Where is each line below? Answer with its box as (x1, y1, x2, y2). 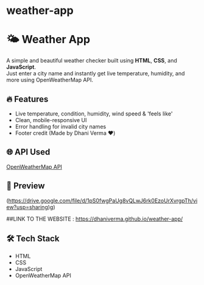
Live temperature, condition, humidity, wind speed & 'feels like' (15, 110, 173, 117)
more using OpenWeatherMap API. (6, 77, 93, 84)
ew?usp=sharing (6, 203, 49, 210)
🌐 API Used (6, 147, 51, 157)
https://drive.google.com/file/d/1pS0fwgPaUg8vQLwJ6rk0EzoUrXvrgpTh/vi (8, 197, 198, 204)
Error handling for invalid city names (15, 123, 107, 130)
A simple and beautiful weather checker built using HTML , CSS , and (6, 57, 178, 64)
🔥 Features (6, 94, 49, 104)
